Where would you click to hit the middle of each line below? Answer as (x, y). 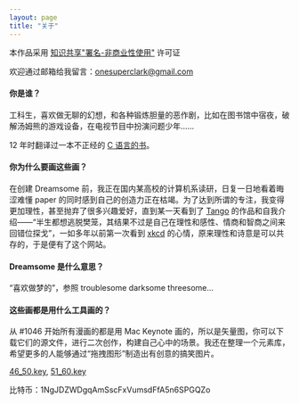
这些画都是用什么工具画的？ (60, 309)
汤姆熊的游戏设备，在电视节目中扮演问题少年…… (105, 126)
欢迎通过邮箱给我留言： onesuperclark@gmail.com (101, 71)
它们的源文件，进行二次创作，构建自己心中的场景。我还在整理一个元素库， (153, 342)
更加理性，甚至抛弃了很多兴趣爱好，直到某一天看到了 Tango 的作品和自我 (144, 210)
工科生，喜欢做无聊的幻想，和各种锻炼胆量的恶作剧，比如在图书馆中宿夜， (145, 115)
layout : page (33, 17)
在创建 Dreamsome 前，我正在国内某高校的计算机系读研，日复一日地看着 (143, 188)
